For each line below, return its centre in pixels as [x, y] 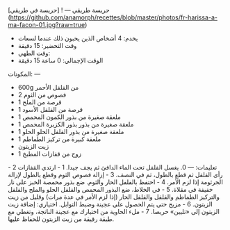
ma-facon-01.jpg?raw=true [47, 25]
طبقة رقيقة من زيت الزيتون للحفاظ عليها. [61, 219]
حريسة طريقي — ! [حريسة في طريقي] [59, 10]
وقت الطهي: [34, 53]
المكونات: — [24, 74]
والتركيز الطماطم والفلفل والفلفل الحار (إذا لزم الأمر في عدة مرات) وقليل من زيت [114, 197]
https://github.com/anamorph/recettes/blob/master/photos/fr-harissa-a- [114, 17]
